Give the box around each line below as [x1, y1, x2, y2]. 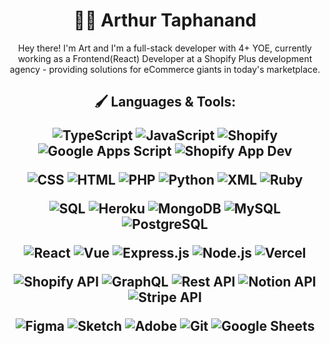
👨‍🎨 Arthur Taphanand [73, 9, 257, 32]
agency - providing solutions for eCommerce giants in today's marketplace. [9, 63, 321, 75]
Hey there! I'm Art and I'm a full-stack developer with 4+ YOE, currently [17, 42, 312, 54]
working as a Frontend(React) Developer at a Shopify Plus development [17, 52, 313, 64]
